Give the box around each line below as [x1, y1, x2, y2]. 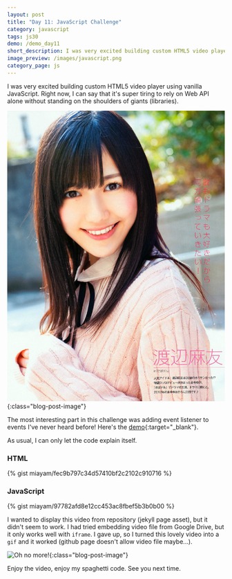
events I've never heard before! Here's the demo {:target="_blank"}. [7, 423, 199, 431]
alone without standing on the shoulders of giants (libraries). [7, 97, 179, 105]
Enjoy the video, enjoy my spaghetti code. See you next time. [7, 564, 181, 573]
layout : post [7, 11, 45, 18]
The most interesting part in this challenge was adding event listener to [7, 415, 209, 423]
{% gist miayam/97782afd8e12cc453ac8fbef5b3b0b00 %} [7, 502, 175, 511]
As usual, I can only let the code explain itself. [7, 436, 137, 444]
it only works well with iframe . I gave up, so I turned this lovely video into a [7, 530, 220, 539]
